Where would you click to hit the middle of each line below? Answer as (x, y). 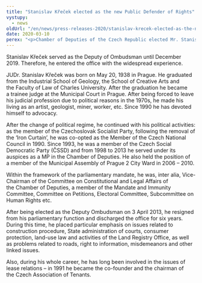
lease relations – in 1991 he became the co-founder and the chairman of (95, 268)
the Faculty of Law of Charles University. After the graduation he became (97, 87)
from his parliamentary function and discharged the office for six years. (95, 218)
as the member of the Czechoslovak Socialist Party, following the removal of (101, 131)
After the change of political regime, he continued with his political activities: (101, 125)
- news (20, 23)
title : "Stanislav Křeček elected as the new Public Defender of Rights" (101, 12)
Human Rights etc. (29, 200)
